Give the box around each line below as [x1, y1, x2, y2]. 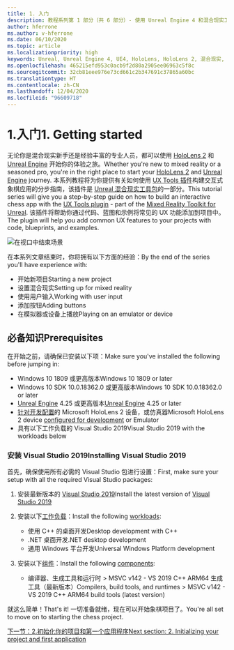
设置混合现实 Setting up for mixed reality [17, 283, 132, 292]
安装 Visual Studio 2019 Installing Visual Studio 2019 [7, 451, 187, 460]
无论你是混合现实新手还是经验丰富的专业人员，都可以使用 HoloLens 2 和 [7, 151, 214, 159]
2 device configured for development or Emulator [17, 416, 159, 424]
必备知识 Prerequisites [7, 332, 103, 344]
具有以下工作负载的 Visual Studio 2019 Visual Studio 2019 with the [17, 423, 205, 432]
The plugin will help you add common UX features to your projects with [7, 216, 211, 224]
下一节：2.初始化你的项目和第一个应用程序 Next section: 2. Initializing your [7, 627, 219, 635]
